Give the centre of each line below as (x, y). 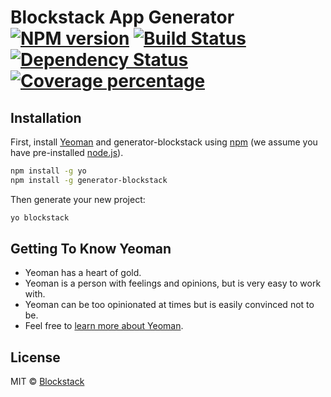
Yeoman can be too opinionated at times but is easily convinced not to (169, 305)
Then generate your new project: (78, 199)
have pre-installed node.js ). (67, 152)
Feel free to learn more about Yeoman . (104, 326)
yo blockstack (40, 217)
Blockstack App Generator (122, 17)
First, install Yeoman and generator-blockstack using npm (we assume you (164, 142)
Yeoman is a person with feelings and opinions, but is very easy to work (173, 283)
